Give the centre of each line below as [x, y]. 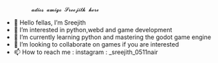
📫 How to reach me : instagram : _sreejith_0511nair [86, 52]
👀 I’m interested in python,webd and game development [93, 30]
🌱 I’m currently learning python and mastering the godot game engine [112, 37]
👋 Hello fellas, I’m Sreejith [50, 23]
